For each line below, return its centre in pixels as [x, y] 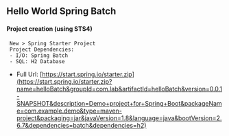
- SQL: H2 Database [37, 61]
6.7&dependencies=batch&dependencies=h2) [81, 125]
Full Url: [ [29, 74]
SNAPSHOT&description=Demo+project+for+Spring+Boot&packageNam [119, 103]
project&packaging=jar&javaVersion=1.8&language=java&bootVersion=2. [119, 118]
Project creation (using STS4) [50, 29]
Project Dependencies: [42, 49]
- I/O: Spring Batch [39, 55]
